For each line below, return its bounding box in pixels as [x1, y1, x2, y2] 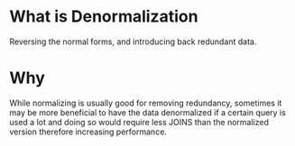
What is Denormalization [9, 6, 198, 27]
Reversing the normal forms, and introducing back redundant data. [9, 36, 257, 47]
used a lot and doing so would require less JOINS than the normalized [9, 116, 269, 127]
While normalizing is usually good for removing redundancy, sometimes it [9, 97, 282, 108]
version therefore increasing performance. [9, 126, 167, 137]
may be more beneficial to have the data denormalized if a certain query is [9, 106, 286, 118]
